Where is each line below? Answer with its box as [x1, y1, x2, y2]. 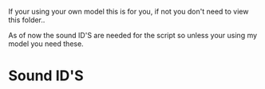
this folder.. [8, 15, 45, 25]
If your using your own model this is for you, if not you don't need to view [8, 7, 249, 16]
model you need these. [8, 39, 84, 48]
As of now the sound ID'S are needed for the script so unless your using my [8, 31, 258, 40]
